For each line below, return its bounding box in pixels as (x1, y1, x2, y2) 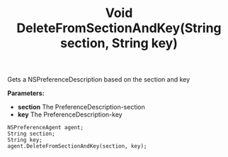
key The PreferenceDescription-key (17, 110, 122, 119)
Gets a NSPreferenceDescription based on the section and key (7, 75, 190, 84)
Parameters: (7, 89, 45, 97)
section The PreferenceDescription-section (17, 103, 145, 112)
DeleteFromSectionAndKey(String (16, 20, 222, 36)
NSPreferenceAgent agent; (7, 124, 84, 131)
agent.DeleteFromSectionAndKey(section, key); (7, 143, 147, 150)
